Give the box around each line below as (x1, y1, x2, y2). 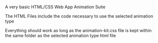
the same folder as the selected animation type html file (5, 33, 116, 38)
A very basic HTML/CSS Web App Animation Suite (5, 4, 106, 10)
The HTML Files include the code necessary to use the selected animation (5, 13, 154, 19)
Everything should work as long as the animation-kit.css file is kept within (5, 28, 152, 33)
